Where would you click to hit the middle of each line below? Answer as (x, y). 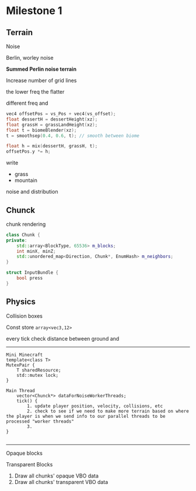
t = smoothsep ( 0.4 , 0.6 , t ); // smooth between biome (73, 136)
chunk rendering (26, 224)
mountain (26, 180)
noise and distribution (32, 192)
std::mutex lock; (38, 375)
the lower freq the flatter (35, 92)
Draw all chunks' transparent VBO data (61, 482)
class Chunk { (23, 235)
